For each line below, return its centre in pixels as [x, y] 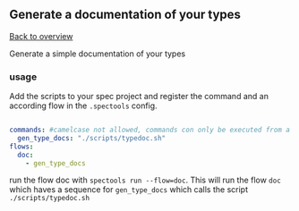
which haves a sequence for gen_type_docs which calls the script [129, 190]
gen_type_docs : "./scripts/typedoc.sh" [92, 138]
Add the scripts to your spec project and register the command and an [139, 97]
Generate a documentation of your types [125, 15]
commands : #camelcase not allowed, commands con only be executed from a [150, 130]
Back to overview [41, 36]
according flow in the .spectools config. [84, 105]
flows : [21, 147]
